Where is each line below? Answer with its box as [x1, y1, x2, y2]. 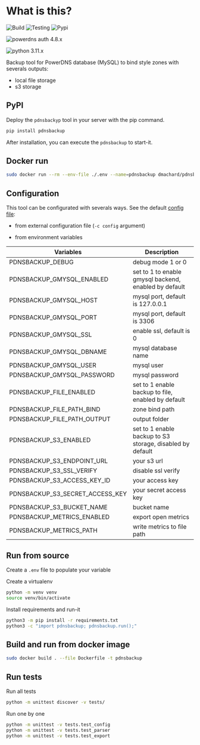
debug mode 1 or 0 [133, 258, 187, 267]
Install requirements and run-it [6, 606, 80, 613]
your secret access [133, 486, 186, 494]
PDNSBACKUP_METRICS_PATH [9, 526, 98, 535]
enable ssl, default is [133, 327, 190, 335]
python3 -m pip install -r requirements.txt [6, 617, 118, 623]
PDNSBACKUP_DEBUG [9, 258, 74, 267]
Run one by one [6, 710, 45, 717]
